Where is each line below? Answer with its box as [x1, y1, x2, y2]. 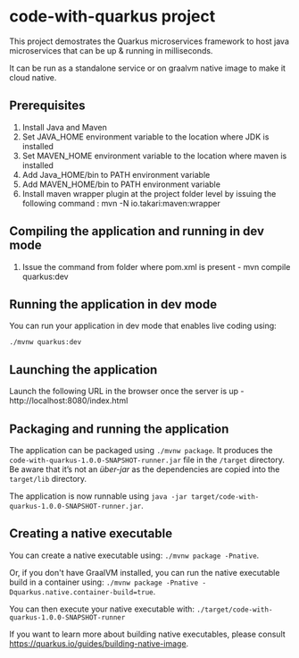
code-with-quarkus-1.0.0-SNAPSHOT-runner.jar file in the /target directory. [9, 454, 286, 465]
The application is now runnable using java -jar [9, 491, 187, 502]
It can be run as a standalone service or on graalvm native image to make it [9, 63, 286, 73]
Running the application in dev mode [9, 297, 217, 312]
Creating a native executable [9, 526, 172, 542]
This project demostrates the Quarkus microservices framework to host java [9, 36, 290, 46]
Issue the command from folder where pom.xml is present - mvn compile [21, 261, 291, 272]
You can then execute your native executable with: [9, 603, 195, 614]
